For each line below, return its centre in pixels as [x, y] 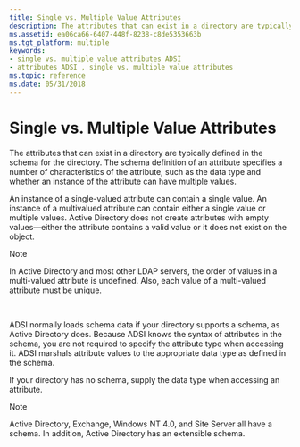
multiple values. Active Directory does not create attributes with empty [139, 217]
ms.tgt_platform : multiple [59, 42]
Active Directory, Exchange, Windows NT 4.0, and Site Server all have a [141, 424]
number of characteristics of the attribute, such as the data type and [135, 171]
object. [22, 236]
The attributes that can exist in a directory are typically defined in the [136, 153]
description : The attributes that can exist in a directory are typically [151, 26]
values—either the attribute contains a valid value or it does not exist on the [148, 227]
